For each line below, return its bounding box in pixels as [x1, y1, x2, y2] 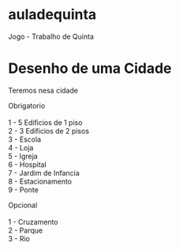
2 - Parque [8, 225, 43, 235]
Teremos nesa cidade [8, 85, 79, 95]
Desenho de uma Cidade [8, 59, 172, 78]
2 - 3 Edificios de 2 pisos [8, 126, 89, 135]
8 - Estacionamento [8, 176, 73, 186]
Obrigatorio [8, 100, 46, 110]
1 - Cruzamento [8, 217, 58, 226]
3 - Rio [8, 233, 30, 243]
